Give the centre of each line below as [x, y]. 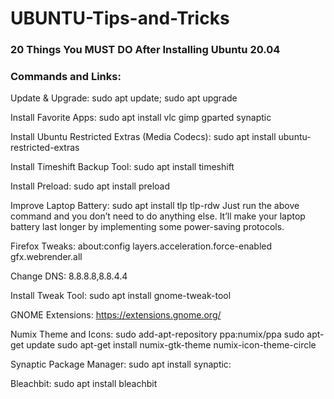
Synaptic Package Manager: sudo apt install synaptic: [121, 364]
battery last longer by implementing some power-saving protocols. [147, 227]
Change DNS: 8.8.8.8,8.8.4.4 [69, 276]
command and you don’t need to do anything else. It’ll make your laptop [158, 216]
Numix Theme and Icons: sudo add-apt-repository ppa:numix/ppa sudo [157, 334]
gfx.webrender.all [46, 257]
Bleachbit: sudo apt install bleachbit [84, 384]
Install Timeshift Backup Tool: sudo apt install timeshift [122, 167]
